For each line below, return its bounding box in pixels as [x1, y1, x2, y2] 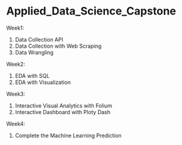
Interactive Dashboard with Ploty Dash [14, 108, 111, 115]
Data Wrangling [14, 48, 54, 56]
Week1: [6, 24, 24, 31]
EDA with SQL [14, 72, 50, 79]
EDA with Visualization [14, 79, 71, 86]
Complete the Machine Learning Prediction [14, 132, 122, 139]
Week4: [6, 120, 25, 127]
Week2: [6, 60, 25, 68]
